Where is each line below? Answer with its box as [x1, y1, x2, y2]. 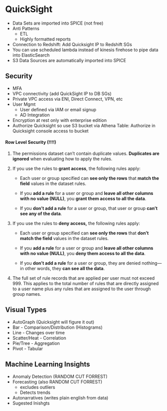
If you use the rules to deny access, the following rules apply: [12, 220, 140, 226]
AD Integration [19, 112, 50, 118]
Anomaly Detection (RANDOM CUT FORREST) [12, 373, 107, 379]
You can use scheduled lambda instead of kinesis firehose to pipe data [12, 47, 158, 53]
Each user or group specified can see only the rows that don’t [19, 230, 149, 236]
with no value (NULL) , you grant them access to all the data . [19, 195, 146, 201]
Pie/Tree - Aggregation [12, 340, 60, 346]
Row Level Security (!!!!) [5, 139, 56, 145]
